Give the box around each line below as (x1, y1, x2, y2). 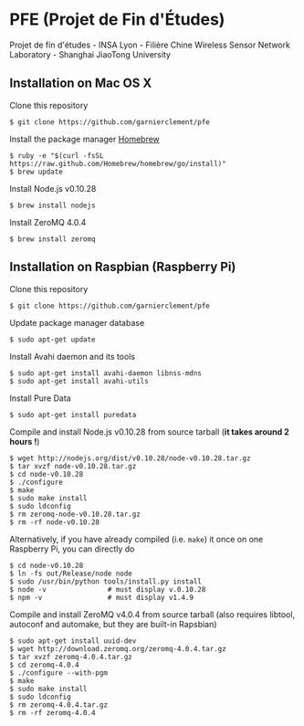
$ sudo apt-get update (9, 334, 96, 344)
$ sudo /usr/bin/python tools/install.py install (9, 576, 203, 586)
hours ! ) (9, 436, 40, 447)
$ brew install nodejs (9, 201, 96, 210)
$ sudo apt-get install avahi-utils (9, 376, 149, 385)
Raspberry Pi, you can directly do (9, 543, 135, 554)
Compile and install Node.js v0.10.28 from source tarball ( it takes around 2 (9, 426, 289, 437)
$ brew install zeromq (9, 234, 96, 244)
